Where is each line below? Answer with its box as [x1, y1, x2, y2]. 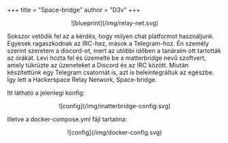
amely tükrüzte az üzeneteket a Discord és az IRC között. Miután [7, 61, 189, 69]
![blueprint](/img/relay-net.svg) [70, 19, 159, 27]
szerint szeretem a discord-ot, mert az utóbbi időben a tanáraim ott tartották [7, 47, 222, 54]
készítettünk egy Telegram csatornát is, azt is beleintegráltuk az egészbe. [7, 68, 214, 76]
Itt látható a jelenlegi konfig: [7, 89, 85, 97]
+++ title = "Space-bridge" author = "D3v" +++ [7, 6, 141, 14]
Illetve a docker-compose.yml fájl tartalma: [7, 115, 128, 123]
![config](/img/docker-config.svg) [67, 129, 162, 136]
